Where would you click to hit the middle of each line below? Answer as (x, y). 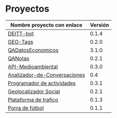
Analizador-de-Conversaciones (47, 75)
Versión (99, 25)
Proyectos (27, 9)
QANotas (19, 58)
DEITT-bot (21, 34)
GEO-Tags (21, 42)
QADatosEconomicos (33, 50)
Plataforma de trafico (33, 100)
